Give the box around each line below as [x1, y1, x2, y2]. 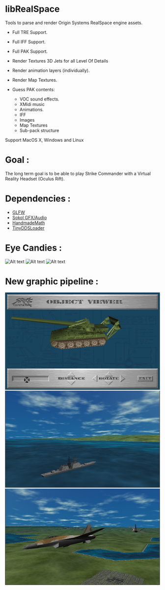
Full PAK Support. [12, 48, 48, 54]
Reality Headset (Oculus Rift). [5, 176, 65, 182]
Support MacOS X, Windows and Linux [5, 137, 84, 143]
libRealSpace [5, 3, 60, 15]
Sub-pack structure [19, 127, 59, 133]
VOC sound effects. [19, 96, 60, 102]
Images [19, 117, 35, 123]
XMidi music [19, 101, 45, 107]
